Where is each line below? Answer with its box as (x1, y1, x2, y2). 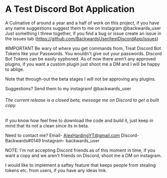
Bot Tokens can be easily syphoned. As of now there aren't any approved (5, 56, 156, 61)
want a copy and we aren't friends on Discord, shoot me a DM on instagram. (5, 153, 162, 159)
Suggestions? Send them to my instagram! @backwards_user (5, 85, 131, 91)
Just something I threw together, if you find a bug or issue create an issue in (5, 30, 162, 36)
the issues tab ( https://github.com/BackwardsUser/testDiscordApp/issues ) (5, 36, 159, 42)
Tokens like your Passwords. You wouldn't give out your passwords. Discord (5, 51, 162, 57)
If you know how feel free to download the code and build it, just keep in (5, 118, 154, 123)
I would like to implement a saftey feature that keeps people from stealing (5, 162, 156, 168)
